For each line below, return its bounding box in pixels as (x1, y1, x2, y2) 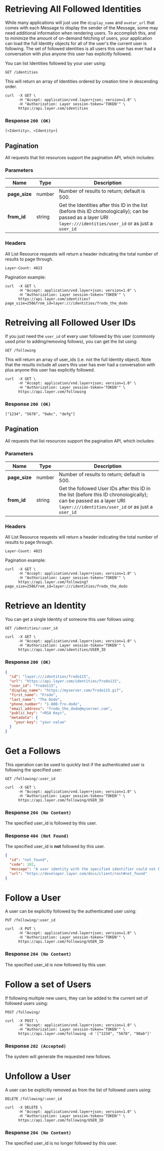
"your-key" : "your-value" (14, 720, 67, 725)
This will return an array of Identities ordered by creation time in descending (5, 78, 158, 84)
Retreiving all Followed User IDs (5, 317, 136, 328)
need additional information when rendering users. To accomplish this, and (5, 30, 156, 36)
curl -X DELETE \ (5, 1105, 42, 1110)
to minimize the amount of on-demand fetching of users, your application (5, 35, 152, 41)
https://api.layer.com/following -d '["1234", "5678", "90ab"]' (18, 1031, 152, 1036)
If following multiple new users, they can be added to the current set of (5, 995, 148, 1001)
